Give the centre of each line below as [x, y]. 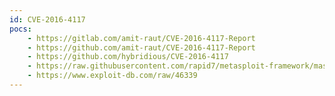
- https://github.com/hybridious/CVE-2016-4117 [128, 57]
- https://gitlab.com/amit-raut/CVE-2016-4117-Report [141, 38]
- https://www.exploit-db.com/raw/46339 [112, 76]
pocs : [20, 29]
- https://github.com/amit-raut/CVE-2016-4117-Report [141, 47]
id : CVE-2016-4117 [47, 19]
